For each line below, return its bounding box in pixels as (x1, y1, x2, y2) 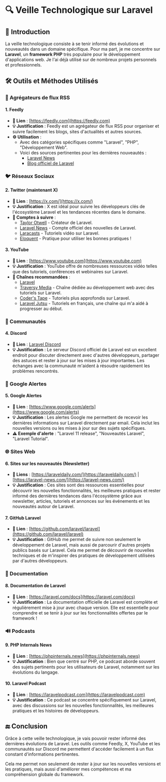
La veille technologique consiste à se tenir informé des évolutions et (5, 41, 144, 47)
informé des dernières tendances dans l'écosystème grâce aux (12, 493, 142, 499)
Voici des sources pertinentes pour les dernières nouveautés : (19, 150, 147, 156)
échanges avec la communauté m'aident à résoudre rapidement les (12, 363, 150, 369)
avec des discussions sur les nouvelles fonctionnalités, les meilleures (12, 702, 154, 708)
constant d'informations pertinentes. (5, 751, 80, 757)
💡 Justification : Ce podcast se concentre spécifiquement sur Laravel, (12, 697, 157, 703)
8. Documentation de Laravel (5, 582, 66, 588)
